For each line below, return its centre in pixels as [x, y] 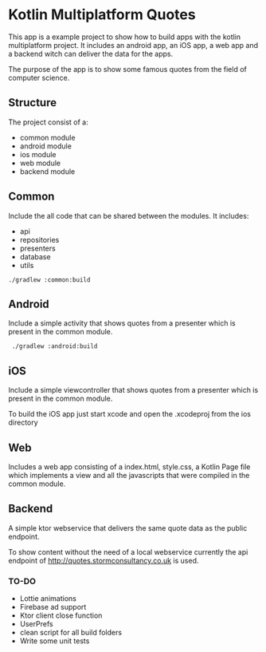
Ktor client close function [61, 615]
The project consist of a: [49, 122]
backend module [47, 171]
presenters [37, 248]
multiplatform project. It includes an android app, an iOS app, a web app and [133, 45]
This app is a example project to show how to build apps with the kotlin [125, 37]
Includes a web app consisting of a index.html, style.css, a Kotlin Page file [129, 467]
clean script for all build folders [70, 633]
